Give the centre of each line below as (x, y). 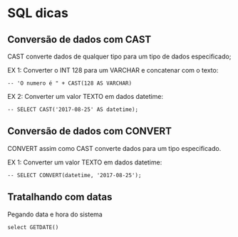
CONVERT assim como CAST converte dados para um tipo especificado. (114, 148)
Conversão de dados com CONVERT (90, 131)
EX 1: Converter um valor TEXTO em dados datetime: (85, 162)
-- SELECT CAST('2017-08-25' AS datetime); (73, 110)
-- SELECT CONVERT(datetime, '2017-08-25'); (74, 175)
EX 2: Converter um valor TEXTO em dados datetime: (86, 96)
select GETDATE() (33, 227)
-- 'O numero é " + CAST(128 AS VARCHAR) (70, 83)
